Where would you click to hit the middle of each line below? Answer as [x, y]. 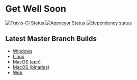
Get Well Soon [36, 9]
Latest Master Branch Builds [51, 39]
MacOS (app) [26, 62]
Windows [22, 51]
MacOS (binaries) [31, 67]
